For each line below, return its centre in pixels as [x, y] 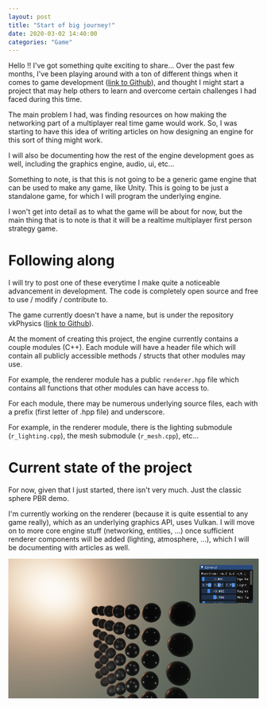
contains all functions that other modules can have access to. [109, 388]
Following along [62, 260]
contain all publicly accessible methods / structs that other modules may [127, 356]
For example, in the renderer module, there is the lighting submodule [120, 427]
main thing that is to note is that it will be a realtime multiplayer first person [130, 220]
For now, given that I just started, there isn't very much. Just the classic [125, 490]
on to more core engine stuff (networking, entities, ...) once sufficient [121, 531]
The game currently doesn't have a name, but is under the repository [121, 315]
